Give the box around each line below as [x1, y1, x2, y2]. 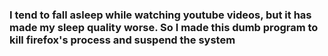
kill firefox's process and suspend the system [9, 33, 236, 47]
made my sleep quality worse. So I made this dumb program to [9, 20, 319, 34]
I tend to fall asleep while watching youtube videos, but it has [9, 8, 312, 22]
